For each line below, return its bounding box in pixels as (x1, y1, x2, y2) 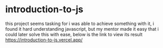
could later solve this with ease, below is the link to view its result (5, 31, 143, 37)
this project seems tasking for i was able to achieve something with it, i (5, 20, 154, 27)
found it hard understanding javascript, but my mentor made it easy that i (5, 26, 159, 32)
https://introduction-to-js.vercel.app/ (5, 37, 83, 43)
